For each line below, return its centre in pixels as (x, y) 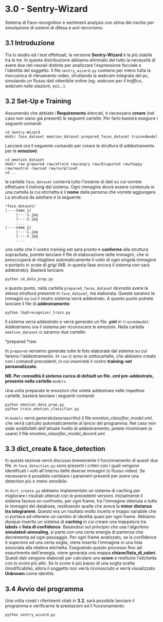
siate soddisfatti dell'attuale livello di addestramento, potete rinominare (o (79, 428)
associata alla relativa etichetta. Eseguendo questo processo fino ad (73, 548)
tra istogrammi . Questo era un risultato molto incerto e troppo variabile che (81, 511)
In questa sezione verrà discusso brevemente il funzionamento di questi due (81, 461)
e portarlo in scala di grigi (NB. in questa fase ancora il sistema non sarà (77, 265)
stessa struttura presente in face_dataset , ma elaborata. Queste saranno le (80, 293)
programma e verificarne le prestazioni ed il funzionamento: (65, 606)
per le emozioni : (21, 151)
